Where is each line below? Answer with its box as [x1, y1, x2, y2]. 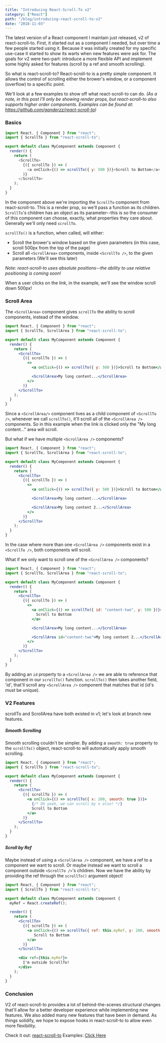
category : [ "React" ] [5, 12, 48, 17]
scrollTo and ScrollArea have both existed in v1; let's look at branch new [5, 711, 152, 717]
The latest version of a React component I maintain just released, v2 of [5, 35, 149, 41]
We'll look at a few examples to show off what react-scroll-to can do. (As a [5, 91, 157, 97]
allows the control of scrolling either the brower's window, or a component [5, 76, 157, 82]
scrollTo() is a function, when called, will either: [5, 229, 104, 236]
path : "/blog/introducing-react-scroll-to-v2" [5, 16, 103, 21]
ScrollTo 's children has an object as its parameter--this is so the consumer [5, 210, 158, 216]
